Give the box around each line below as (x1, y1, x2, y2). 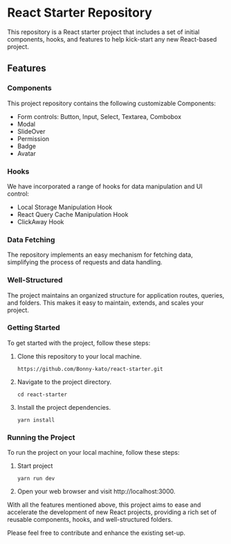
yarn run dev (17, 475, 55, 482)
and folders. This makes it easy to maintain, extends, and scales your (7, 298, 204, 307)
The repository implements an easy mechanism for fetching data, (7, 251, 194, 259)
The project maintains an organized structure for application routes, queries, (7, 291, 225, 299)
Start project (17, 462, 53, 470)
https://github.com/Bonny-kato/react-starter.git (17, 365, 164, 372)
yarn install (17, 417, 55, 424)
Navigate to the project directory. (17, 377, 112, 386)
